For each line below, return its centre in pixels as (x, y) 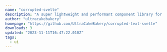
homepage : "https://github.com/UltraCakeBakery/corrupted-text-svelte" (81, 24)
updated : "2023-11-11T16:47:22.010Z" (44, 33)
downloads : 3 (19, 28)
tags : (11, 38)
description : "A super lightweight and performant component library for (84, 14)
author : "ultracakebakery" (33, 19)
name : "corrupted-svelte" (32, 10)
